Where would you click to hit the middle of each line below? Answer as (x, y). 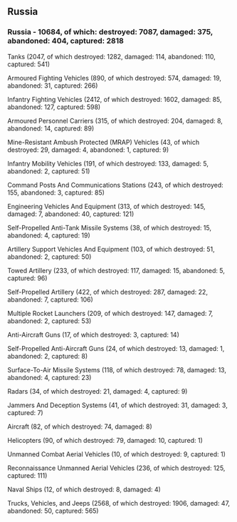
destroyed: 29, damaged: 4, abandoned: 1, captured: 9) (88, 150)
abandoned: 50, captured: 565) (53, 511)
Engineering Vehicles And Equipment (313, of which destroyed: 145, (106, 206)
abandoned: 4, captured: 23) (49, 377)
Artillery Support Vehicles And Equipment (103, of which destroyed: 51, (111, 249)
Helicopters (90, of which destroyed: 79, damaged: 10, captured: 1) (105, 440)
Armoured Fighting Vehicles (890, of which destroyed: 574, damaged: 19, (115, 78)
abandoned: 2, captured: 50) (49, 257)
